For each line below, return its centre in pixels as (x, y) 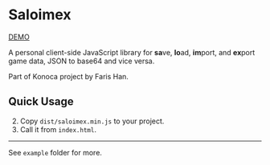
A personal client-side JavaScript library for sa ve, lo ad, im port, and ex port (132, 52)
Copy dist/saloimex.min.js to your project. (92, 121)
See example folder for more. (55, 152)
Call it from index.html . (58, 129)
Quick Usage (41, 102)
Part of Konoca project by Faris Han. (68, 76)
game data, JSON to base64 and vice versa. (82, 61)
